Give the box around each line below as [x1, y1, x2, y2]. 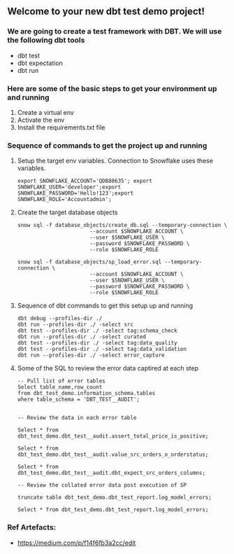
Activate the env [17, 116, 65, 124]
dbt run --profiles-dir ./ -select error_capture [17, 352, 166, 359]
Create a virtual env [17, 108, 75, 116]
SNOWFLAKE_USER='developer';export [17, 183, 122, 191]
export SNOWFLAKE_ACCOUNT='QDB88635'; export [17, 178, 152, 185]
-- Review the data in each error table [17, 415, 137, 422]
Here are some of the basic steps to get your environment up [7, 83, 217, 93]
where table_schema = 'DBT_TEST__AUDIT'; [17, 396, 140, 403]
